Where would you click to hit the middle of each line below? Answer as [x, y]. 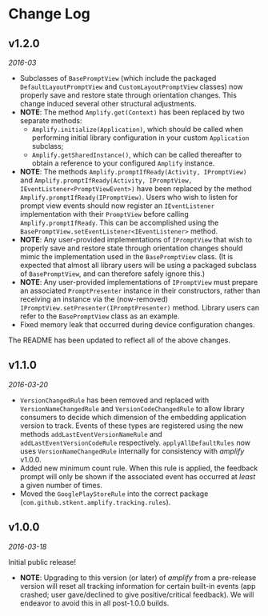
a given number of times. [61, 485]
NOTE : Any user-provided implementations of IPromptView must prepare [139, 282]
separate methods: [51, 120]
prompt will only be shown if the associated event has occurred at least [138, 476]
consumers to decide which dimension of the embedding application [133, 417]
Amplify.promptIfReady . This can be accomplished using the [119, 222]
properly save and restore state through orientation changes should [131, 248]
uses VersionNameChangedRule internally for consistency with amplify [132, 451]
